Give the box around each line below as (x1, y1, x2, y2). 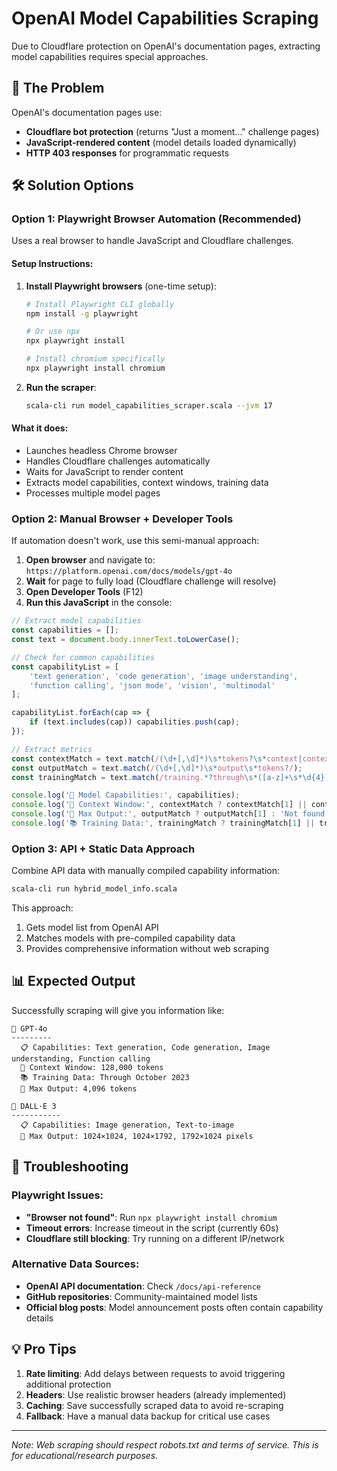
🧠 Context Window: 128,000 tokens (20, 1062, 164, 1072)
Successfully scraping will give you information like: (11, 1004, 225, 1016)
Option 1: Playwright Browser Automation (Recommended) (11, 212, 302, 226)
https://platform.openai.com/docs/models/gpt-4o (25, 567, 233, 577)
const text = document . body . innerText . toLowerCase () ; (11, 635, 241, 645)
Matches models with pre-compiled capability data (25, 932, 236, 944)
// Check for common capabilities (11, 652, 156, 662)
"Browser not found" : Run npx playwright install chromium (25, 1211, 278, 1223)
